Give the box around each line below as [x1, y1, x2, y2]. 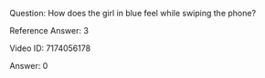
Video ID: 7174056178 [9, 43, 91, 54]
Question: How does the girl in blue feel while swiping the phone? [9, 8, 257, 18]
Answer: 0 [9, 61, 48, 71]
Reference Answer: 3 [9, 25, 90, 35]
